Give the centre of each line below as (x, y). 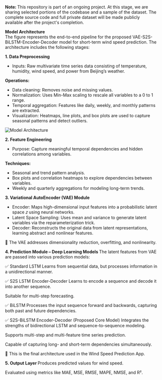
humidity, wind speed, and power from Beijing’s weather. (68, 71)
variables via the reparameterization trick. (53, 223)
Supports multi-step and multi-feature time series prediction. (66, 335)
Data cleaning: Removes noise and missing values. (62, 90)
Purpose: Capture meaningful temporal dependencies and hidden (77, 149)
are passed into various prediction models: (48, 257)
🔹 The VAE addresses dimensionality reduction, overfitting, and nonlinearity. (81, 242)
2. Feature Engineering (29, 139)
